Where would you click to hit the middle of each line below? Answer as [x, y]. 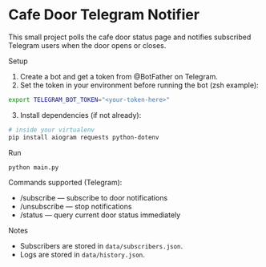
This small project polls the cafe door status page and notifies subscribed [130, 37]
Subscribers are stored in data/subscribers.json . [101, 246]
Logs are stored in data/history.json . [83, 255]
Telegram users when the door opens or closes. [87, 45]
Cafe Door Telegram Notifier [104, 15]
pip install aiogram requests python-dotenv [84, 137]
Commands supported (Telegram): [65, 183]
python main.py [34, 167]
